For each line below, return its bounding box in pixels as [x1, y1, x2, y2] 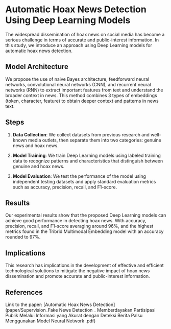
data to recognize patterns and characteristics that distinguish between [12, 157, 163, 164]
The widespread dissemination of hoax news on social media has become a [5, 31, 165, 37]
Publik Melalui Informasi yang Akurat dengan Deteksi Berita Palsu [5, 313, 143, 318]
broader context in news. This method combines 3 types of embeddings [5, 92, 157, 98]
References [5, 288, 43, 297]
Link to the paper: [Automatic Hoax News [5, 301, 92, 308]
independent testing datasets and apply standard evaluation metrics [12, 178, 156, 184]
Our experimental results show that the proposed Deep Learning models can [5, 212, 166, 218]
